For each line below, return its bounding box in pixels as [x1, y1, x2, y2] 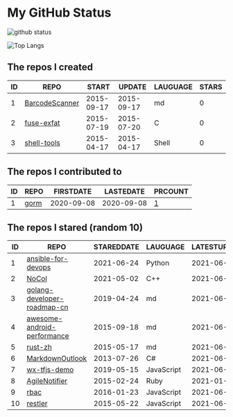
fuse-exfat [24, 118, 60, 128]
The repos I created [7, 61, 94, 74]
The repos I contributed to [7, 166, 123, 178]
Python [146, 258, 170, 268]
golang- [26, 285, 54, 295]
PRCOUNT [153, 186, 189, 196]
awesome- [26, 314, 63, 323]
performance [26, 331, 69, 341]
